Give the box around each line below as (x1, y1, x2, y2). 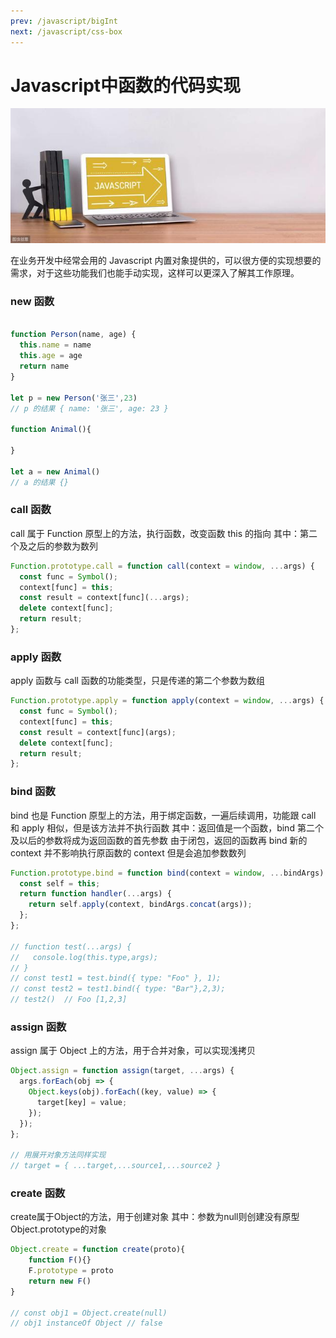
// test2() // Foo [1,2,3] (10, 995, 128, 1005)
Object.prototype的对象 (10, 1223, 107, 1235)
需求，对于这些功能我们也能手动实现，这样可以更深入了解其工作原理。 (10, 267, 300, 279)
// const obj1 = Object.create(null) (10, 1308, 168, 1318)
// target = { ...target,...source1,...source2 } (10, 1161, 222, 1171)
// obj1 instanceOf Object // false (10, 1318, 163, 1329)
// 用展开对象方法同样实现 (10, 1150, 107, 1160)
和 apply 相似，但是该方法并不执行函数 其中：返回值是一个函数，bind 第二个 (10, 821, 324, 834)
